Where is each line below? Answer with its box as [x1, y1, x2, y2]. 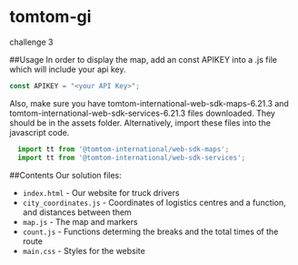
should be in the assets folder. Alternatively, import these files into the [9, 117, 271, 128]
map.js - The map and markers [22, 216, 138, 227]
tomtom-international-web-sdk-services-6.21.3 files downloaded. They [9, 107, 275, 118]
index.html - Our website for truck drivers [22, 187, 180, 198]
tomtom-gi [9, 6, 92, 27]
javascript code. [9, 127, 70, 138]
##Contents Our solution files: [9, 169, 123, 180]
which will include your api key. [9, 64, 126, 75]
